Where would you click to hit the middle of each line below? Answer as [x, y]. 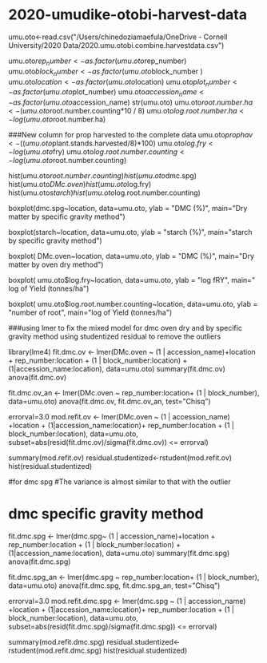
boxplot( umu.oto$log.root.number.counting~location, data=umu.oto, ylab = [133, 304]
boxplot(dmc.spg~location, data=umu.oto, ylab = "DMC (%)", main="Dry [128, 208]
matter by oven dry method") [56, 264]
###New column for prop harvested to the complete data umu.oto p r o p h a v [131, 135]
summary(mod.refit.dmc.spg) [57, 642]
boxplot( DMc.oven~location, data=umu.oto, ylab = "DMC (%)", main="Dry [131, 256]
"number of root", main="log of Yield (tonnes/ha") [90, 312]
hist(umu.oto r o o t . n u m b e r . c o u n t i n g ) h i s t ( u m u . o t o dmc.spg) [103, 176]
